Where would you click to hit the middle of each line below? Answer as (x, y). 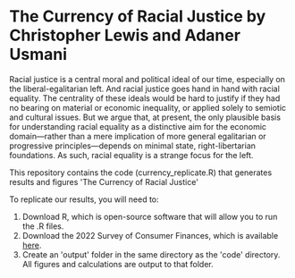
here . (32, 245)
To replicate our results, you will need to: (84, 199)
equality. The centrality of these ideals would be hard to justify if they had (145, 98)
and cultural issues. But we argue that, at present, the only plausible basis (145, 117)
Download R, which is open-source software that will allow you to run (150, 216)
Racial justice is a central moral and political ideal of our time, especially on (147, 79)
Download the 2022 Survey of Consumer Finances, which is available (150, 235)
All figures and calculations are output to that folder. (118, 264)
